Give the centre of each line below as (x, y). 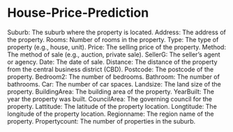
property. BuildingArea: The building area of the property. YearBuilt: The (111, 91)
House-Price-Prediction (78, 13)
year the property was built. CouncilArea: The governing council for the (110, 98)
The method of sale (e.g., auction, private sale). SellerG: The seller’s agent (114, 54)
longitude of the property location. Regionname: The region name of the (111, 114)
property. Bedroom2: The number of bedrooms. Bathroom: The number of (113, 76)
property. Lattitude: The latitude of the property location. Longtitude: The (112, 106)
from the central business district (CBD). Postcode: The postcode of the (111, 69)
